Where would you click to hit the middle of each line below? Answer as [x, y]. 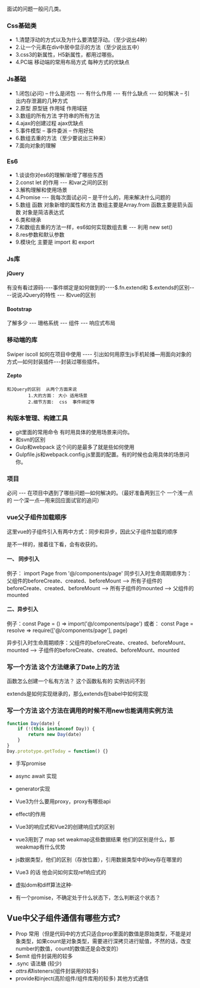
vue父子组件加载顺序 [37, 518]
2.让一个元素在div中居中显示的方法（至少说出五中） [79, 47]
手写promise [31, 763]
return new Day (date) [55, 735]
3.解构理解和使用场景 [41, 190]
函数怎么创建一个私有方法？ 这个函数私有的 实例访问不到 [76, 681]
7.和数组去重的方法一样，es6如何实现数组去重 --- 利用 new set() [94, 227]
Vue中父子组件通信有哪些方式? [64, 918]
